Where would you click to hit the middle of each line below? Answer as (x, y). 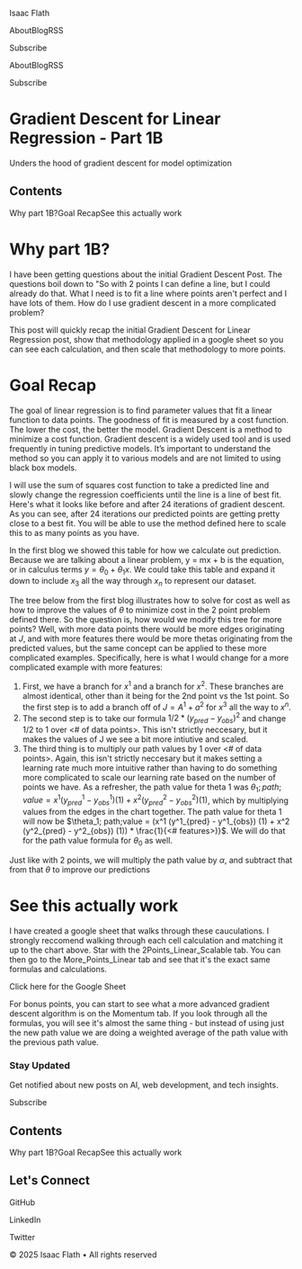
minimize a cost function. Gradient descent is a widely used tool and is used (150, 439)
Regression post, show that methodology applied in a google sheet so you (147, 339)
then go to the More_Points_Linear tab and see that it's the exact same (140, 959)
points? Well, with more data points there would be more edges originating (147, 630)
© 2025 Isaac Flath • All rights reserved (83, 1255)
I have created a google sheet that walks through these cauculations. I (139, 931)
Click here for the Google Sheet (68, 986)
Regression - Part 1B (86, 138)
